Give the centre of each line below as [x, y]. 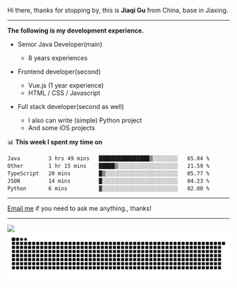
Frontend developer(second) [59, 71]
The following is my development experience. [76, 30]
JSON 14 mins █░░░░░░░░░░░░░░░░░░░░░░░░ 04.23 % [109, 181]
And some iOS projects [61, 128]
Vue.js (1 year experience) [66, 85]
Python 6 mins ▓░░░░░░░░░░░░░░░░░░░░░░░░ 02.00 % [109, 188]
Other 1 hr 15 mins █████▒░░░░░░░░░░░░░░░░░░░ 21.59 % [109, 166]
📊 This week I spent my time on [55, 142]
